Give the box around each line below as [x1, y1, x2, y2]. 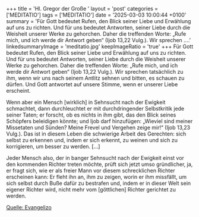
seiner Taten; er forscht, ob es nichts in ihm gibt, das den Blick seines [6, 111, 176, 118]
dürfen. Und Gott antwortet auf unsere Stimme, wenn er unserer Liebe [6, 81, 178, 88]
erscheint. [6, 87, 31, 94]
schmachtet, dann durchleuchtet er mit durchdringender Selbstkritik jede [6, 105, 185, 112]
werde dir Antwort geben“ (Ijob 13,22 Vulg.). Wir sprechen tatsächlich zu [6, 68, 184, 75]
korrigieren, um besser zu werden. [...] [6, 143, 100, 150]
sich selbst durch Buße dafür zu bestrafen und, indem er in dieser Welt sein [6, 180, 191, 187]
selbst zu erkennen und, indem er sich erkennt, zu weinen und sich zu [6, 137, 178, 143]
